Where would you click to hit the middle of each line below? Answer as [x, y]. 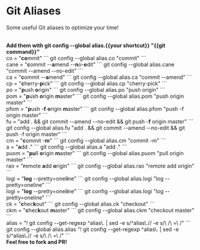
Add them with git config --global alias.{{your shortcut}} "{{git [86, 45]
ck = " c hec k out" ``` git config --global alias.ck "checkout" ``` [81, 203]
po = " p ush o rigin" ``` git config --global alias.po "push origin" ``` [86, 89]
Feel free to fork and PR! [37, 242]
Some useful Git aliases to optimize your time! [62, 27]
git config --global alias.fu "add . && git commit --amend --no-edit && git [96, 128]
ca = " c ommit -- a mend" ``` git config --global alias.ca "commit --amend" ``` [99, 77]
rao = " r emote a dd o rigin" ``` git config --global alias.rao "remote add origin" [100, 166]
